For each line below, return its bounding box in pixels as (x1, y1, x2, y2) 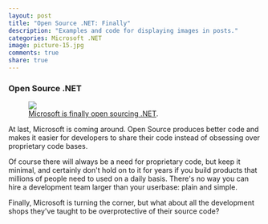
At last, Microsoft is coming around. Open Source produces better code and (8, 125, 259, 134)
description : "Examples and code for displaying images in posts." (8, 26, 239, 34)
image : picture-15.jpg (8, 42, 84, 50)
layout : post (8, 11, 52, 20)
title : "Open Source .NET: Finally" (8, 19, 131, 27)
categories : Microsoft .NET (8, 34, 103, 42)
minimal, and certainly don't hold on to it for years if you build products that (8, 166, 258, 175)
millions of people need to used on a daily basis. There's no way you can (8, 174, 249, 184)
